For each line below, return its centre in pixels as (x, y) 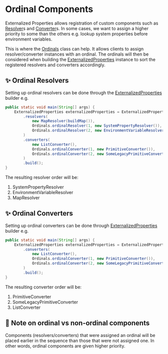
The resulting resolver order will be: (42, 177)
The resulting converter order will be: (43, 287)
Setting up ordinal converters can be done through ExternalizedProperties (81, 225)
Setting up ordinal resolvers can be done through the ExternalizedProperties (84, 93)
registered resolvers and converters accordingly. (55, 65)
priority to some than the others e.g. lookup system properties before (76, 34)
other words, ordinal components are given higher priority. (65, 346)
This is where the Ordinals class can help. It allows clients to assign (74, 49)
